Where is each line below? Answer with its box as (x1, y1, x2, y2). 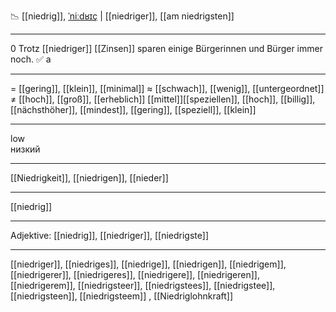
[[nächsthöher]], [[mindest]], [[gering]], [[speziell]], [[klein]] (10, 104, 257, 115)
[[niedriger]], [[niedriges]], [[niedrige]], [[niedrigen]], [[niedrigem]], (10, 258, 287, 270)
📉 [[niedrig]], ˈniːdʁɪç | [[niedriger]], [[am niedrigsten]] (10, 10, 235, 22)
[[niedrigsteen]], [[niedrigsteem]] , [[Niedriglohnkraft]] (10, 290, 234, 302)
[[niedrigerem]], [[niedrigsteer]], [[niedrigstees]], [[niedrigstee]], (10, 280, 276, 291)
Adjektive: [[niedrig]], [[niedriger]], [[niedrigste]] (10, 230, 209, 241)
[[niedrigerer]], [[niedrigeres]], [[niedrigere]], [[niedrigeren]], (10, 269, 260, 280)
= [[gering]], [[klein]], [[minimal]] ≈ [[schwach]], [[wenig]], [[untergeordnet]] (10, 83, 325, 94)
